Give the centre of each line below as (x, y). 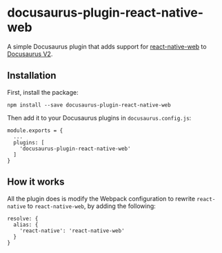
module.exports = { (35, 130)
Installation (32, 76)
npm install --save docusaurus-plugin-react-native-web (89, 105)
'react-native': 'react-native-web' (72, 231)
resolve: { (23, 218)
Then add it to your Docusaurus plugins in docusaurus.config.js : (99, 118)
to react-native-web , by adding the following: (92, 206)
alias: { (26, 225)
